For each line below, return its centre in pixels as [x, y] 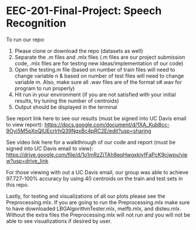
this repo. [18, 185]
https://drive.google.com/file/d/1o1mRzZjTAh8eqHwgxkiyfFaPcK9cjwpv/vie [97, 154]
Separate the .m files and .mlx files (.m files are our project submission [100, 57]
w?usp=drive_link [27, 161]
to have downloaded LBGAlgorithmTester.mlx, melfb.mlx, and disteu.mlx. [94, 208]
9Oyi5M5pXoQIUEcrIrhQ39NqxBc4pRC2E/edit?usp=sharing [79, 131]
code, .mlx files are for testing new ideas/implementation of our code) [99, 63]
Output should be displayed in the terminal [66, 107]
